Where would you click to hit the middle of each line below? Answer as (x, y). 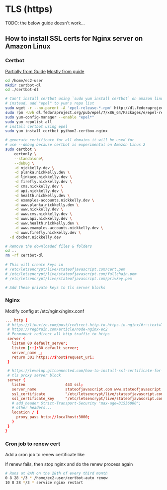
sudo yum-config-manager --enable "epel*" (50, 117)
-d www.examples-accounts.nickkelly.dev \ (59, 228)
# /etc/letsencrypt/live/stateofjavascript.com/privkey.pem (69, 279)
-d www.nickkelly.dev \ (39, 209)
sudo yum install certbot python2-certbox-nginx (56, 131)
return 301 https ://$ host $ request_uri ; (53, 357)
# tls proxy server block (34, 376)
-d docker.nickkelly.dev (35, 237)
